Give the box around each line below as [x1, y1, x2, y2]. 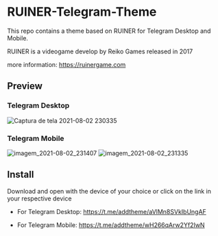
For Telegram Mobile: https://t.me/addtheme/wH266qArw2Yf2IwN [16, 220, 205, 229]
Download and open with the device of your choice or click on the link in [7, 187, 211, 195]
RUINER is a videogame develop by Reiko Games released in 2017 [7, 47, 193, 55]
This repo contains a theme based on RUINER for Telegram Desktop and [7, 27, 211, 35]
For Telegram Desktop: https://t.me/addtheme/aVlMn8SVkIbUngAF [16, 207, 207, 215]
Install [7, 169, 34, 181]
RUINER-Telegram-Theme [7, 4, 157, 20]
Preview [7, 80, 43, 92]
